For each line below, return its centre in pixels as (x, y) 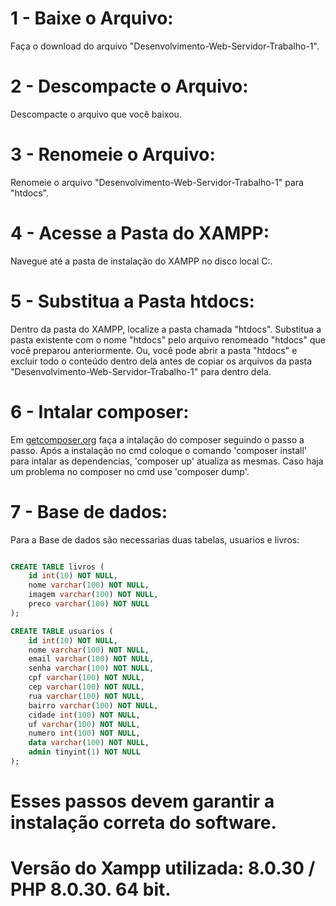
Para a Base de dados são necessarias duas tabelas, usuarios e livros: (155, 539)
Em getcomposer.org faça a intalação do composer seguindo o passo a (157, 439)
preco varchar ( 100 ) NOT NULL (89, 604)
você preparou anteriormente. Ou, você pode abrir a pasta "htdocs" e (154, 350)
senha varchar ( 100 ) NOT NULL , (91, 668)
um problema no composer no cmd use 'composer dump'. (130, 471)
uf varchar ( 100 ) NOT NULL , (84, 724)
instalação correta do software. (143, 823)
